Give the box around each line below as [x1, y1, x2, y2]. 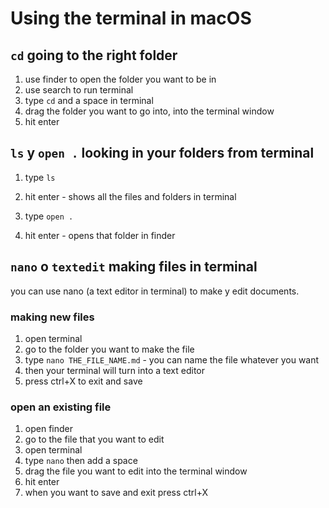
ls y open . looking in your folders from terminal [10, 145, 315, 162]
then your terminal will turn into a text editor [24, 364, 206, 376]
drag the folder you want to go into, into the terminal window [24, 105, 275, 117]
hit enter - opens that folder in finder [24, 229, 176, 241]
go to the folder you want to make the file [24, 343, 195, 355]
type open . [24, 210, 74, 222]
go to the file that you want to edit [24, 433, 165, 446]
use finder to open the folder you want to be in [24, 73, 217, 85]
